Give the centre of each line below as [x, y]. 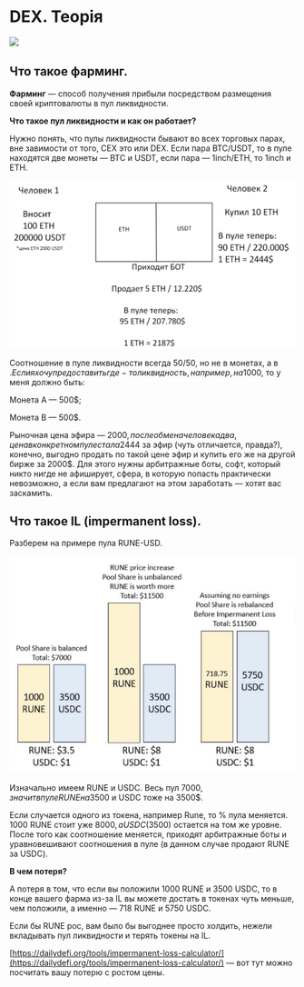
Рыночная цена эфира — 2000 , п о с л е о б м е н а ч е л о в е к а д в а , [123, 434]
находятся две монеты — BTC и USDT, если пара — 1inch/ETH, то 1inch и [151, 157]
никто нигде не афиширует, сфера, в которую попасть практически [140, 474]
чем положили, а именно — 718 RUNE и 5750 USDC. [110, 908]
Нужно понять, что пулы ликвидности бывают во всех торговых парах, [147, 138]
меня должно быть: [47, 382]
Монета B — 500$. [45, 417]
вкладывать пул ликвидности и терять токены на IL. [110, 936]
